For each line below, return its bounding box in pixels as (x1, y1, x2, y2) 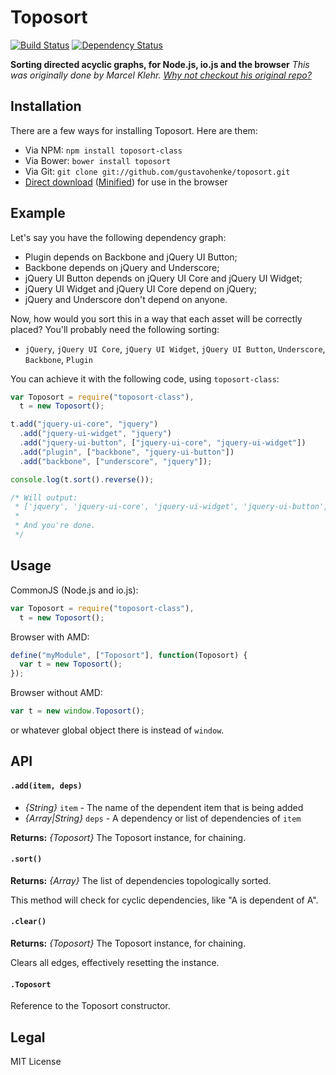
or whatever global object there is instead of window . (10, 724, 225, 736)
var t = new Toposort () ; (19, 659, 123, 670)
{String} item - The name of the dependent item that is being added (24, 801, 304, 813)
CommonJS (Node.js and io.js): (10, 584, 139, 596)
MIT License (10, 1056, 62, 1068)
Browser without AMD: (10, 687, 103, 699)
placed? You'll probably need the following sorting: (10, 323, 220, 335)
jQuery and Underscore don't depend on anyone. (24, 293, 228, 305)
